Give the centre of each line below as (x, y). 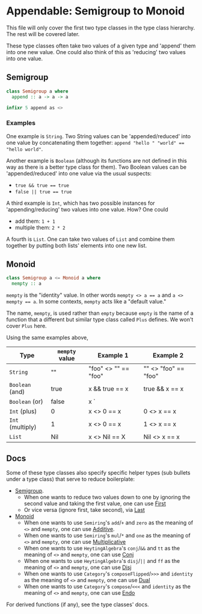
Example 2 (168, 356)
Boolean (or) (26, 402)
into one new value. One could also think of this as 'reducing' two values (96, 52)
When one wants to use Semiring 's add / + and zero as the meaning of (109, 523)
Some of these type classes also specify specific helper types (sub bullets (98, 473)
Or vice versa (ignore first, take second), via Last (84, 510)
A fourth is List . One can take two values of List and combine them (91, 239)
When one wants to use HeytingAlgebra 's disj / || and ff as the (102, 561)
